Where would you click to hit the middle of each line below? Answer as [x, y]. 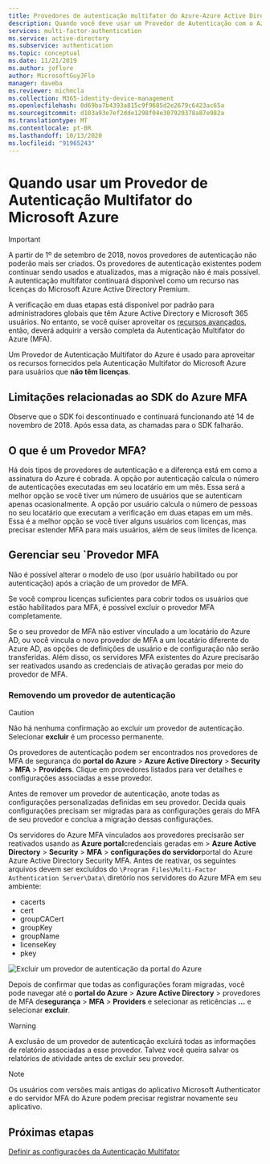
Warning [22, 1026]
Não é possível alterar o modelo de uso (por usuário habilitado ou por [123, 574]
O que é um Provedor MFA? [78, 451]
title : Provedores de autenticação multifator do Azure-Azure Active [127, 16]
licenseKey [38, 945]
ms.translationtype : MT [48, 121]
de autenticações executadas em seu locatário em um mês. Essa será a [127, 487]
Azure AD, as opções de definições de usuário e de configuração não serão [134, 648]
